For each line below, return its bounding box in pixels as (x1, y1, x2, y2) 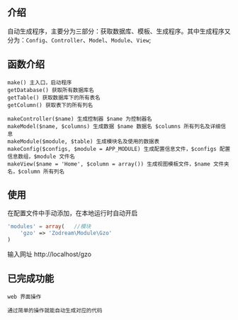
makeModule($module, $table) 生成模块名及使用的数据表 (7, 137, 160, 145)
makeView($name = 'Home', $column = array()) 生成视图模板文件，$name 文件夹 (7, 160, 229, 168)
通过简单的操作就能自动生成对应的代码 (7, 307, 103, 314)
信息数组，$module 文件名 (7, 153, 76, 160)
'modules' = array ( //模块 (7, 223, 91, 230)
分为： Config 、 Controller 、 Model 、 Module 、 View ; (7, 35, 152, 44)
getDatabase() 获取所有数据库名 (7, 86, 94, 93)
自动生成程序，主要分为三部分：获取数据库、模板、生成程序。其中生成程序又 (7, 27, 231, 35)
